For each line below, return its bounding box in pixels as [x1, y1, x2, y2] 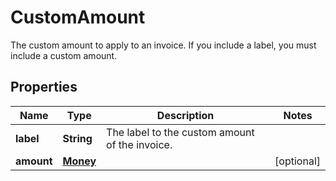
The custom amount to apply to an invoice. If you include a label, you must [10, 39, 317, 51]
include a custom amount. [10, 49, 118, 61]
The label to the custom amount [106, 125, 255, 139]
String [62, 131, 93, 145]
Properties [10, 79, 78, 96]
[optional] [274, 154, 321, 168]
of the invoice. [106, 137, 173, 151]
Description [156, 108, 215, 122]
